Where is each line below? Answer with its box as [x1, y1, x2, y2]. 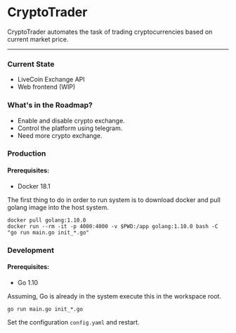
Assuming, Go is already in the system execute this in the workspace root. [7, 291, 222, 300]
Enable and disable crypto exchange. [17, 116, 125, 125]
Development [7, 245, 55, 255]
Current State [7, 59, 55, 69]
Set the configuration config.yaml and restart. [7, 318, 140, 326]
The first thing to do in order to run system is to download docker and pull [7, 195, 221, 204]
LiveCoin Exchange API [17, 75, 86, 84]
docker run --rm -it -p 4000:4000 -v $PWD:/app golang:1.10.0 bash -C [7, 222, 218, 230]
